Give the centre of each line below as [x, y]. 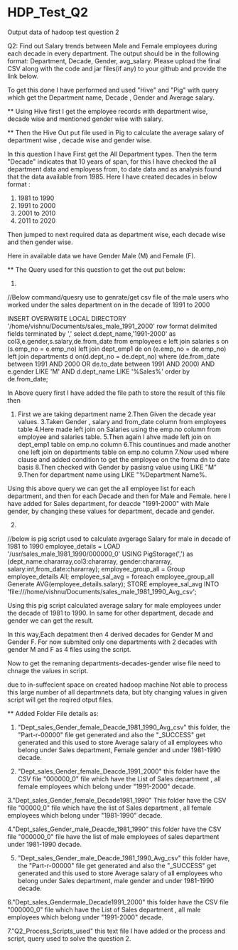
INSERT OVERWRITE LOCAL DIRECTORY [67, 318]
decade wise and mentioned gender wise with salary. [85, 119]
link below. [23, 76]
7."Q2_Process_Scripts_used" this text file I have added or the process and [117, 931]
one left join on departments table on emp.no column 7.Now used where [123, 452]
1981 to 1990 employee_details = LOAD [64, 546]
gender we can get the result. [50, 621]
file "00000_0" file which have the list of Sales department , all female [109, 808]
